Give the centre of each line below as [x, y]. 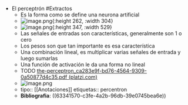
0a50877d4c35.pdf [44, 77]
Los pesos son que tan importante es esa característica [88, 46]
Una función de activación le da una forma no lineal [83, 65]
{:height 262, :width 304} [83, 21]
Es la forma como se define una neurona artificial [80, 15]
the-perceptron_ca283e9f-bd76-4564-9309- [92, 71]
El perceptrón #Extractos [42, 9]
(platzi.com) [83, 77]
